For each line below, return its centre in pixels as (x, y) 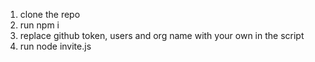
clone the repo (50, 14)
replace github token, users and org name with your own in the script (162, 35)
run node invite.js (55, 46)
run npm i (39, 25)
